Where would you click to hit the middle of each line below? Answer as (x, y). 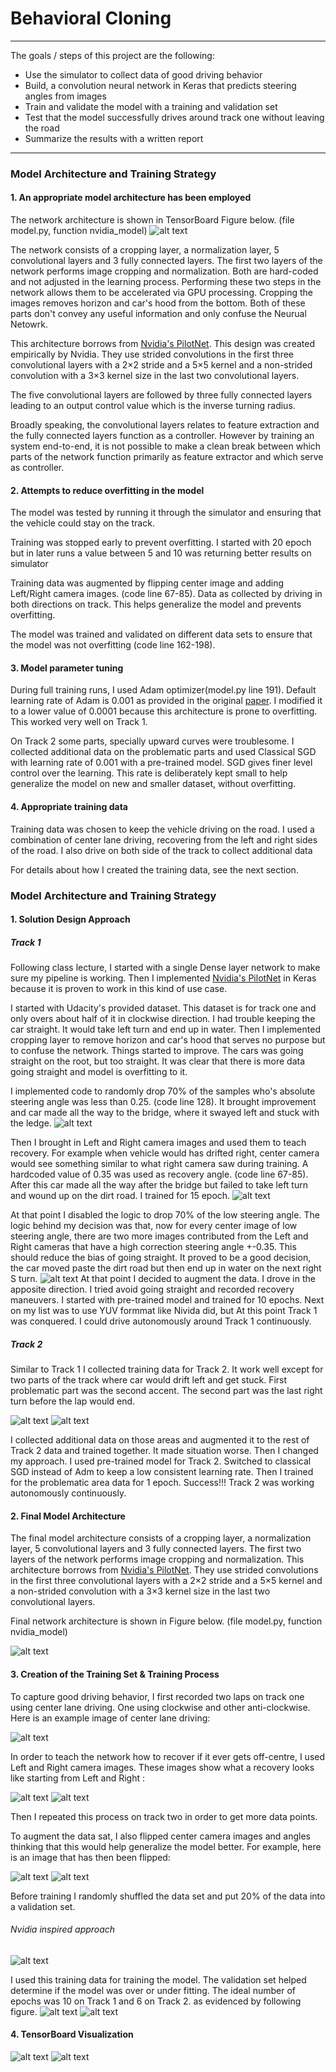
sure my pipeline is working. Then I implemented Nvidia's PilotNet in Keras (163, 978)
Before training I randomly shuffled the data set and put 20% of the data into (168, 1896)
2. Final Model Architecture (68, 1516)
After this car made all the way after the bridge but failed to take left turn (159, 1185)
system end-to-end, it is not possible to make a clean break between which (166, 446)
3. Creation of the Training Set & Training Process (115, 1674)
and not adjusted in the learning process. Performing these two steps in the (166, 282)
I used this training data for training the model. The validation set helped (158, 1979)
